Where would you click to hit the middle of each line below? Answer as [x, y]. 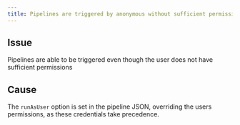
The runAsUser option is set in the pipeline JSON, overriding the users [110, 107]
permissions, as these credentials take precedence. [83, 114]
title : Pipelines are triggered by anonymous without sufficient [106, 14]
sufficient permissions [40, 67]
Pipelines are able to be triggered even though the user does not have [110, 60]
